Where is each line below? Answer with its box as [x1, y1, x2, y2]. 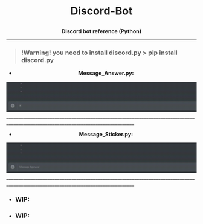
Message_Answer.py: [78, 69, 134, 77]
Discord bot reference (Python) [61, 28, 142, 35]
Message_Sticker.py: [79, 130, 134, 138]
